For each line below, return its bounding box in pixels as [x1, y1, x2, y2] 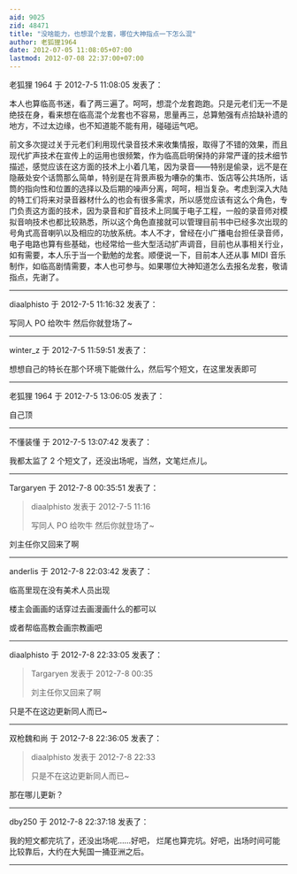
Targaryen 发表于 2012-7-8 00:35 [30, 669, 153, 678]
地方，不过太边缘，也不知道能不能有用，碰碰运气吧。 [9, 120, 203, 131]
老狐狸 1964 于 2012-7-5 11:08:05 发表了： [9, 80, 164, 89]
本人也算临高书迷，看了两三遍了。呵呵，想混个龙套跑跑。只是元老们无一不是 [9, 98, 288, 109]
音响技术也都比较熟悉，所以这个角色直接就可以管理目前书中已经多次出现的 [16, 217, 288, 226]
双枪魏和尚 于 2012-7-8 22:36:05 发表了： [9, 733, 163, 743]
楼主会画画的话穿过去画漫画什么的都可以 [9, 603, 156, 614]
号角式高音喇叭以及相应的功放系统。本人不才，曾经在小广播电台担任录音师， [9, 227, 288, 238]
